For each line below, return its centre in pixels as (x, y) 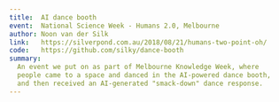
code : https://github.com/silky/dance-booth (97, 51)
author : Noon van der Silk (59, 34)
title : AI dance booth (53, 17)
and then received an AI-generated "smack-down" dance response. (140, 83)
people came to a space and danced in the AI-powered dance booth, (144, 75)
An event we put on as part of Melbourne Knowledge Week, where (138, 67)
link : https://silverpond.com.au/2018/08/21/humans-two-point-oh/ (138, 42)
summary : (25, 59)
